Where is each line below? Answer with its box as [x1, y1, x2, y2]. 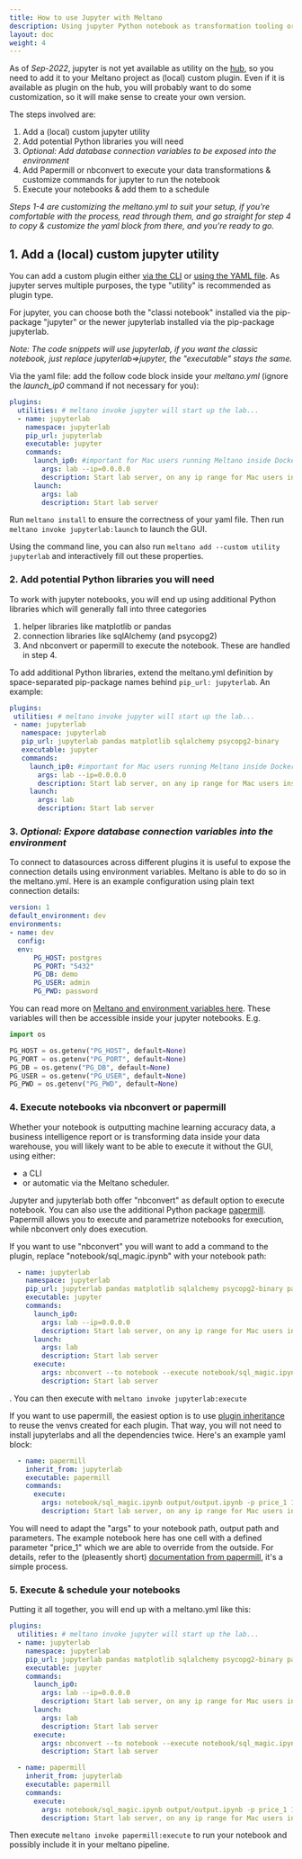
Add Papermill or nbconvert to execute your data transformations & [22, 165, 271, 176]
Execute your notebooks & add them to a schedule [22, 184, 209, 194]
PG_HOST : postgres [32, 953, 102, 962]
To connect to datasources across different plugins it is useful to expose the [9, 857, 291, 868]
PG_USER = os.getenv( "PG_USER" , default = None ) [9, 1071, 187, 1080]
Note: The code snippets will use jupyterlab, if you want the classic [9, 344, 259, 355]
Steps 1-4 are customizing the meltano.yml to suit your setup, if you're [9, 202, 271, 212]
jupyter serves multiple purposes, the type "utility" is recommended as [9, 280, 271, 291]
